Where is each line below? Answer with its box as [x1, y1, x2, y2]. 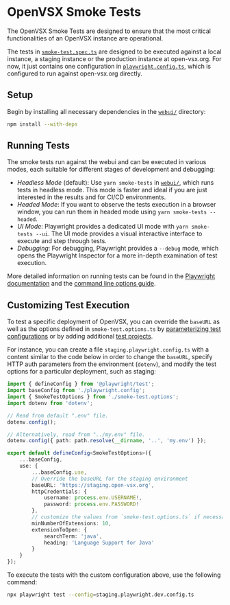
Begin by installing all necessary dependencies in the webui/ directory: [7, 107, 206, 115]
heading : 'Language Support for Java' [43, 539, 155, 546]
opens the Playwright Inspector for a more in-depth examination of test [16, 251, 218, 260]
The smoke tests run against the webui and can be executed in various [7, 158, 207, 166]
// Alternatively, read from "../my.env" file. [7, 431, 146, 438]
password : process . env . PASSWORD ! [43, 501, 139, 508]
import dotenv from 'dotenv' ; [7, 400, 94, 407]
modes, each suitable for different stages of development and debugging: [7, 165, 216, 174]
